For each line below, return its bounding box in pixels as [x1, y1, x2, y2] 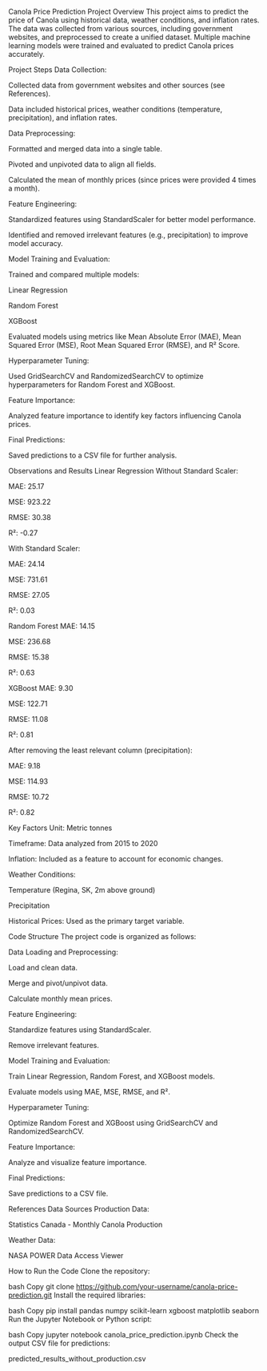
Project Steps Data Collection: [8, 65, 107, 75]
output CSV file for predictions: [8, 1338, 110, 1348]
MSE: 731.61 [8, 575, 48, 584]
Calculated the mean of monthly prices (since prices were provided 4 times [8, 175, 257, 184]
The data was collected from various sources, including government [8, 24, 233, 33]
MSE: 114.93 [8, 776, 49, 786]
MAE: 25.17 [8, 482, 45, 491]
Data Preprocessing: [8, 128, 76, 138]
